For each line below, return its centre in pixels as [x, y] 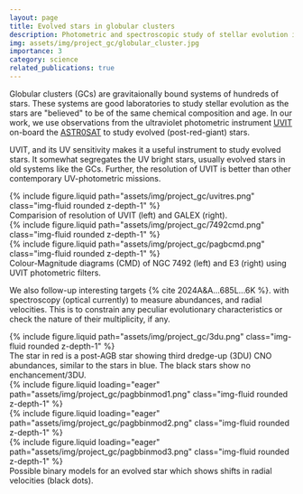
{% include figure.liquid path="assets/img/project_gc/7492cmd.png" [137, 224]
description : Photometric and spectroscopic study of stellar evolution [149, 34]
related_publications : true [62, 69]
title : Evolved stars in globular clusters [92, 26]
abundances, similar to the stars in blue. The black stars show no [130, 365]
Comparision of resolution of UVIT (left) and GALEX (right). [119, 215]
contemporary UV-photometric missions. [85, 178]
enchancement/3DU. [48, 375]
